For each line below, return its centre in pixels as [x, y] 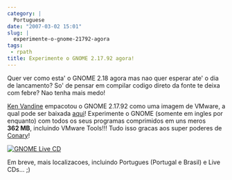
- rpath [21, 52]
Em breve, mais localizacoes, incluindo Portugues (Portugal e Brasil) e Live [114, 162]
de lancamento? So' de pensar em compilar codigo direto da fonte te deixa [114, 85]
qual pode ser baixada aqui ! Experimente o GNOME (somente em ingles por [115, 113]
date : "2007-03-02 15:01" [44, 26]
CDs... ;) [19, 169]
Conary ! [19, 135]
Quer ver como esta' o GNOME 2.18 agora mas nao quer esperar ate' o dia [113, 78]
